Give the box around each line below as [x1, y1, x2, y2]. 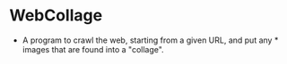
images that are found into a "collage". [22, 44, 164, 54]
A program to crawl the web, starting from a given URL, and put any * [22, 35, 279, 45]
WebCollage [9, 5, 103, 26]
